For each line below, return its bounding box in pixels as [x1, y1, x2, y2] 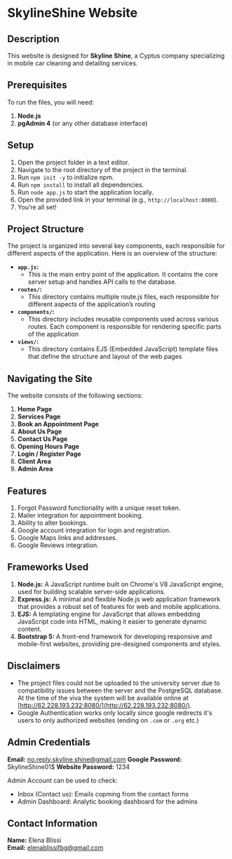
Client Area [17, 457, 51, 466]
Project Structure [7, 223, 84, 235]
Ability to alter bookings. [17, 518, 88, 527]
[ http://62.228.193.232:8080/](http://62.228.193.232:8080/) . [17, 701, 192, 709]
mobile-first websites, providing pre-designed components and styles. [17, 639, 221, 648]
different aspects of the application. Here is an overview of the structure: [7, 249, 217, 258]
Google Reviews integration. [17, 541, 100, 549]
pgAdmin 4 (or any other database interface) [17, 119, 149, 127]
